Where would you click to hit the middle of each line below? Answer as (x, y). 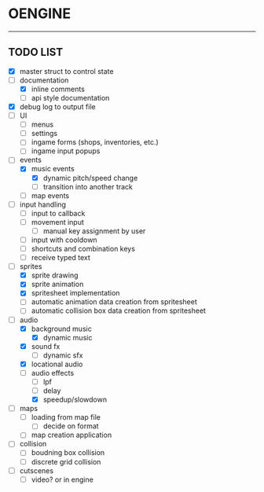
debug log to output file (57, 106)
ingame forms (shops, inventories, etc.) (95, 142)
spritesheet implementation (75, 293)
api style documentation (70, 97)
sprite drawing (55, 275)
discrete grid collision (66, 461)
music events (53, 169)
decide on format (71, 426)
